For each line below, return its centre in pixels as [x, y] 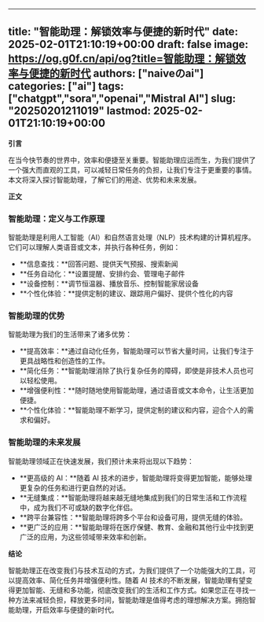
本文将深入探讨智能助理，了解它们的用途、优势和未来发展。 [104, 180]
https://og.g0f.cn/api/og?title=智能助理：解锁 [122, 59]
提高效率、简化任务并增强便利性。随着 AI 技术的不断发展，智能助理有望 [130, 580]
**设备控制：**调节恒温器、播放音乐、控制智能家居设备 [109, 283]
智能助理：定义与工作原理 [57, 219]
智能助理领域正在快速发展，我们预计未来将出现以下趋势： [101, 461]
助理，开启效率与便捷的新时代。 [66, 609]
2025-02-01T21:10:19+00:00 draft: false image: [128, 44]
